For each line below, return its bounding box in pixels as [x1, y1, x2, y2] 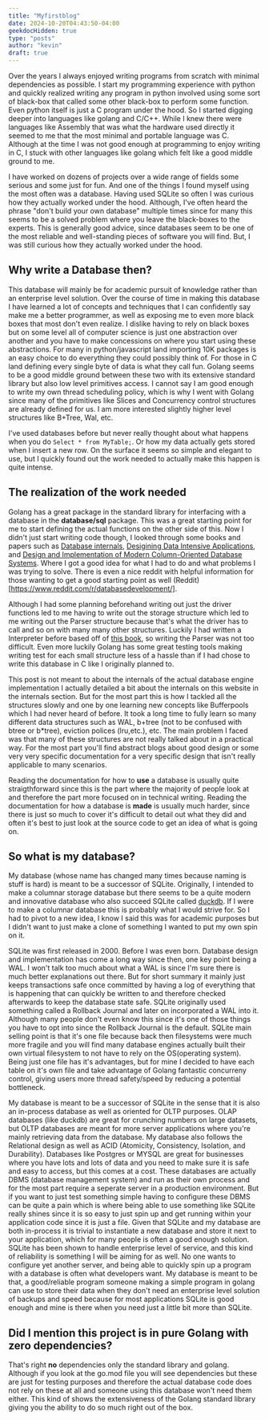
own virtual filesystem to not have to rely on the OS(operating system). [8, 1048, 242, 1058]
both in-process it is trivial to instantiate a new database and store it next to [8, 1226, 257, 1236]
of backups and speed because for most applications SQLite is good [8, 1294, 235, 1304]
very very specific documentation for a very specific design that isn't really [8, 751, 256, 761]
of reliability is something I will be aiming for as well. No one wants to [8, 1251, 236, 1261]
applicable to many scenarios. [8, 759, 107, 769]
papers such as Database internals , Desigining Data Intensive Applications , [8, 541, 256, 551]
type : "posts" [8, 34, 56, 43]
